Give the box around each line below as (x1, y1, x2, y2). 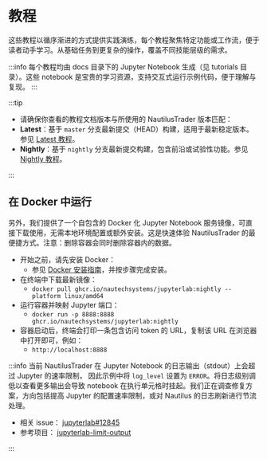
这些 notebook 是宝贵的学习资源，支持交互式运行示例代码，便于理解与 (25, 72, 257, 81)
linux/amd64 (64, 292, 104, 300)
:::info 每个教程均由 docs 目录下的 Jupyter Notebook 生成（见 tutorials (8, 61, 239, 72)
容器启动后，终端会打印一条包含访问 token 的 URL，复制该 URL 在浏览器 (19, 325, 257, 335)
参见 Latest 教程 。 (19, 134, 80, 143)
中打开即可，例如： (19, 335, 84, 345)
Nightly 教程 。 (19, 154, 67, 163)
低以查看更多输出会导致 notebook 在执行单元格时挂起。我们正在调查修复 (8, 380, 246, 390)
